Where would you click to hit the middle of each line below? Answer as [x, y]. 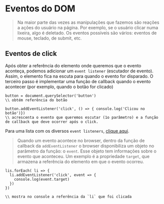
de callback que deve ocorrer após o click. [52, 122]
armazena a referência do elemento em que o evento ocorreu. [81, 161]
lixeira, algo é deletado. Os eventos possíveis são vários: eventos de [87, 33]
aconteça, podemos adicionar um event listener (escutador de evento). [79, 71]
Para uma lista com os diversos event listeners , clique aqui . [67, 131]
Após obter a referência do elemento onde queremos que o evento [73, 65]
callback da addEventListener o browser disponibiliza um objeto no [86, 146]
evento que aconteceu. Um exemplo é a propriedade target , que [83, 156]
